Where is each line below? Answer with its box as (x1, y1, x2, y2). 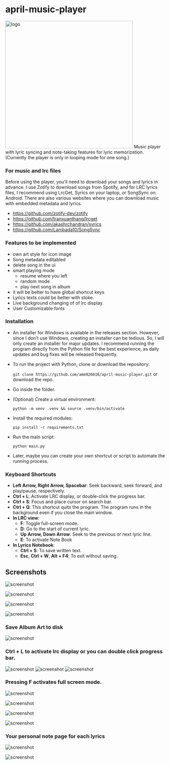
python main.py (12, 443, 45, 449)
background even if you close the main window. (12, 509, 113, 516)
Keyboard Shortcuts (5, 471, 56, 478)
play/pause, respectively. (12, 488, 65, 494)
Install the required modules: (12, 415, 73, 421)
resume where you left (20, 273, 68, 279)
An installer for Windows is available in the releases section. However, (12, 329, 159, 335)
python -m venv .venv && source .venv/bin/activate (12, 406, 125, 411)
